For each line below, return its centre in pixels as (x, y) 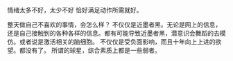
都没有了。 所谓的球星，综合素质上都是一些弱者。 (90, 50)
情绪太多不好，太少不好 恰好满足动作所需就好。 (75, 10)
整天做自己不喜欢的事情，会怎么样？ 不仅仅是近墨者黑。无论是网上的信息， (114, 25)
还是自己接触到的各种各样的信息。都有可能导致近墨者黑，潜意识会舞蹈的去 (113, 33)
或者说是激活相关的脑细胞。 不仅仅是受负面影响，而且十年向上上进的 (117, 42)
